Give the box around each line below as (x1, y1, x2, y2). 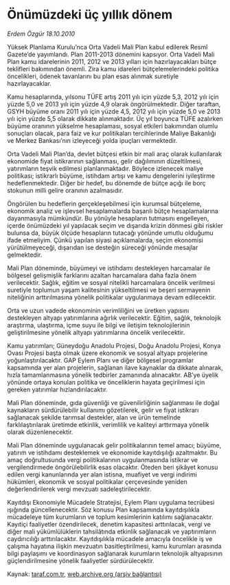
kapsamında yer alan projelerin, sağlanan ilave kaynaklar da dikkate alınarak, (7, 363, 223, 371)
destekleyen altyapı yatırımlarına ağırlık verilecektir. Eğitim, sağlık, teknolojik (7, 313, 222, 322)
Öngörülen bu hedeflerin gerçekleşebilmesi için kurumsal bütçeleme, (7, 199, 203, 207)
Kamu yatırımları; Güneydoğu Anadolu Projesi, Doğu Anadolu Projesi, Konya (7, 341, 221, 349)
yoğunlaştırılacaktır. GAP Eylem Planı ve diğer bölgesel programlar (7, 356, 194, 364)
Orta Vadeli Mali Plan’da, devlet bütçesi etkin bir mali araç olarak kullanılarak (7, 150, 222, 158)
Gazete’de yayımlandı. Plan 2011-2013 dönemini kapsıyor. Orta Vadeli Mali (7, 50, 215, 58)
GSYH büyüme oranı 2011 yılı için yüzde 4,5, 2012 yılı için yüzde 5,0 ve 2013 (7, 107, 221, 115)
